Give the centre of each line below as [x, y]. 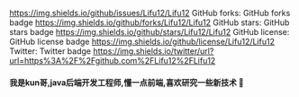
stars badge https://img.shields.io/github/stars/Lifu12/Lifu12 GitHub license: [149, 32]
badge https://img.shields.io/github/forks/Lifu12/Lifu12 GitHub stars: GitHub [149, 22]
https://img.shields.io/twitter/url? [154, 51]
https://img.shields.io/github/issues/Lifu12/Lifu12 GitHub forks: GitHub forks [150, 13]
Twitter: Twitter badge [50, 51]
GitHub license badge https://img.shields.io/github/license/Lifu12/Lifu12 [142, 41]
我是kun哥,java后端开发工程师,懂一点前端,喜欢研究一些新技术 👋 [127, 82]
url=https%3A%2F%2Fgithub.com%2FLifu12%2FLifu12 [113, 61]
